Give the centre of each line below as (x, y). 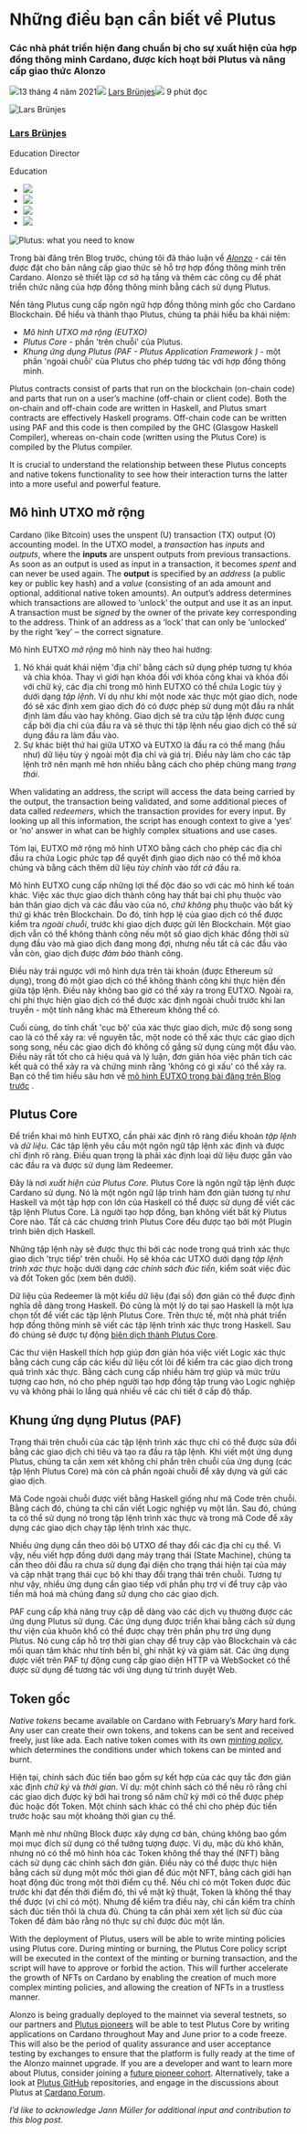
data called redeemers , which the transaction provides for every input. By (148, 811)
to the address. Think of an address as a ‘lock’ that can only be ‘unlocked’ (148, 622)
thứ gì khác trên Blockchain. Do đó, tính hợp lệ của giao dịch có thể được (146, 914)
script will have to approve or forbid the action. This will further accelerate (149, 1968)
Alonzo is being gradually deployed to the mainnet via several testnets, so (148, 2015)
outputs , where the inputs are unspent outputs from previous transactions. (150, 554)
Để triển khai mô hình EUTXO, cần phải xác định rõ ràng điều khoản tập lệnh (153, 1136)
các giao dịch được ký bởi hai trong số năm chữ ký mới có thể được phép (147, 1797)
